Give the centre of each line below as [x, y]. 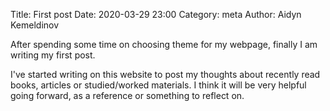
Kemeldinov [35, 25]
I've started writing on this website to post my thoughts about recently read [165, 74]
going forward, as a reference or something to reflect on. [127, 95]
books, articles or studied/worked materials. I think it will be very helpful [158, 85]
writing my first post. [53, 55]
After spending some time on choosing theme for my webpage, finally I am [164, 44]
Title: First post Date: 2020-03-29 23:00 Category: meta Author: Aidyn [156, 14]
